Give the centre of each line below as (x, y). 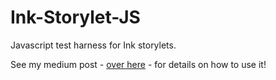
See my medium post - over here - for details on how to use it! (138, 64)
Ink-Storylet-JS (75, 17)
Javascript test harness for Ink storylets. (93, 45)
